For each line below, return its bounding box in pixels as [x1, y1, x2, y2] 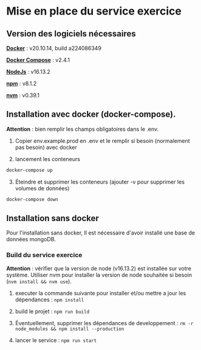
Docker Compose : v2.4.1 [6, 57, 70, 63]
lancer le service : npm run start [15, 336, 97, 344]
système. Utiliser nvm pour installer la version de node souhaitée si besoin [6, 271, 192, 278]
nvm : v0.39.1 [6, 92, 40, 98]
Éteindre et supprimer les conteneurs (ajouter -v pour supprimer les [15, 178, 185, 185]
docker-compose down [6, 196, 59, 202]
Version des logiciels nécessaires [6, 29, 136, 39]
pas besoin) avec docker [15, 143, 78, 151]
